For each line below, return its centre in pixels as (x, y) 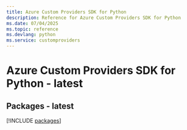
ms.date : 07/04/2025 (33, 23)
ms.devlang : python (31, 35)
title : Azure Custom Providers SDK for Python (66, 12)
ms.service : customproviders (43, 40)
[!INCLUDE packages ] (34, 121)
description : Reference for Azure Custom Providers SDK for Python (94, 18)
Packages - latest (40, 106)
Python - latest (45, 84)
